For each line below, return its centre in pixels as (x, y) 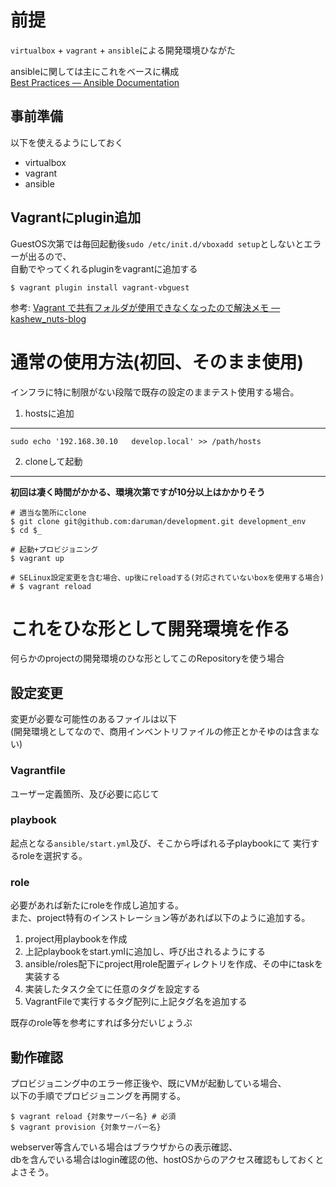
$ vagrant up (37, 558)
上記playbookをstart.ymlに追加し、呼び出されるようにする (145, 952)
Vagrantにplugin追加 (76, 217)
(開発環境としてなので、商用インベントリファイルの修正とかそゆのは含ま (161, 732)
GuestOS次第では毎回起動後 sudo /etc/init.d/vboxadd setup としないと (157, 243)
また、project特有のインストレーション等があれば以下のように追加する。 (160, 918)
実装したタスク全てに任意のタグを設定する (112, 989)
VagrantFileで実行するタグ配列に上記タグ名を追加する (136, 1002)
